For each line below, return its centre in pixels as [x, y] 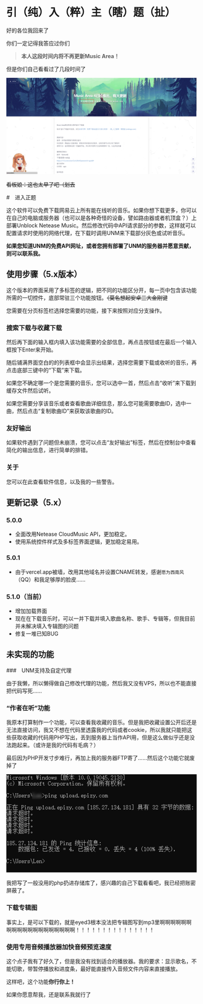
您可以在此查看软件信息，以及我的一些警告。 [62, 482]
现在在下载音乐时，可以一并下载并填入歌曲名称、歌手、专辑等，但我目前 [105, 618]
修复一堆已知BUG [37, 633]
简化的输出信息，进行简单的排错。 [49, 450]
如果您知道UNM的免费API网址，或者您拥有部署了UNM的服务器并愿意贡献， [100, 245]
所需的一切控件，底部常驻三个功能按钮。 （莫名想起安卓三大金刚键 [87, 298]
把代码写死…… [24, 691]
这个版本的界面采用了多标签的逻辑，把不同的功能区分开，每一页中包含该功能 [101, 290]
